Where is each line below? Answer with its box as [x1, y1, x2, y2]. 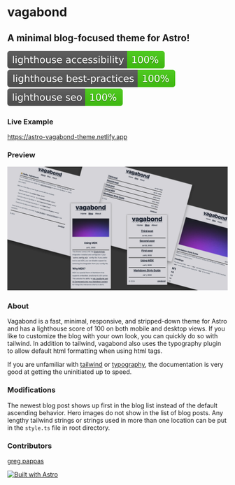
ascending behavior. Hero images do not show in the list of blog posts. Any [7, 408, 224, 417]
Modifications [7, 385, 56, 395]
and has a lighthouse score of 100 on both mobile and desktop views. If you [7, 324, 225, 333]
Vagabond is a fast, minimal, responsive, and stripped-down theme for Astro [7, 317, 227, 326]
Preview [7, 150, 36, 160]
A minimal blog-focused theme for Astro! [7, 32, 190, 44]
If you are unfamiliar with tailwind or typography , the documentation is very [7, 361, 224, 369]
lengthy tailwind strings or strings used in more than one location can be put [7, 416, 227, 424]
